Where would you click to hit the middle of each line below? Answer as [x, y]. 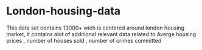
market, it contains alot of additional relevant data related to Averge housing [101, 34]
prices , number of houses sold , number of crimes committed [84, 40]
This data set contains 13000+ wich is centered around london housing [95, 28]
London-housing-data [63, 11]
